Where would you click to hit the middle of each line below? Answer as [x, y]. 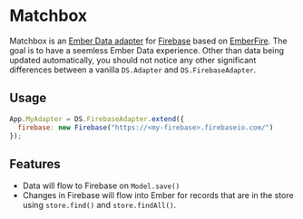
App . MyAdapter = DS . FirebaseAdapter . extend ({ [97, 119]
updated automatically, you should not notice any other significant [133, 60]
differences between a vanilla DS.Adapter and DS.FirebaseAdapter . [133, 70]
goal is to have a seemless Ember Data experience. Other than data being [147, 50]
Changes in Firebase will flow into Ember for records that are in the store [158, 195]
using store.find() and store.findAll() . [99, 205]
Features [35, 164]
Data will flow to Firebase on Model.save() [101, 186]
